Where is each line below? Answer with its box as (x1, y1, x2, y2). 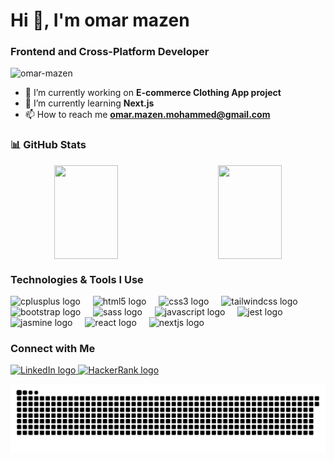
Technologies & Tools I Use (10, 272, 144, 286)
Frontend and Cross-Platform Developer (10, 45, 210, 59)
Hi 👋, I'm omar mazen (10, 9, 190, 32)
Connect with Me (10, 342, 96, 355)
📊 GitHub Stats (10, 138, 87, 152)
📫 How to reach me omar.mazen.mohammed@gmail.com (24, 109, 271, 121)
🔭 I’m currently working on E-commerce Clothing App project (24, 87, 282, 99)
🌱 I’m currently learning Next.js (24, 97, 155, 109)
